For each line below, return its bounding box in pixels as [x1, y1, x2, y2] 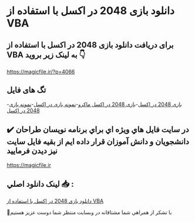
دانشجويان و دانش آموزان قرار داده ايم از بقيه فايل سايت [6, 136, 190, 147]
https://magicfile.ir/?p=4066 [6, 69, 75, 75]
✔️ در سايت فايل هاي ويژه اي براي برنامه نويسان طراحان [6, 125, 190, 135]
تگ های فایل [6, 85, 46, 95]
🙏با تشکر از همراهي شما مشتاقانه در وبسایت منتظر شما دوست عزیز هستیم [6, 209, 172, 216]
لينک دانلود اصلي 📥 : [6, 179, 74, 189]
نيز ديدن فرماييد [6, 146, 58, 156]
